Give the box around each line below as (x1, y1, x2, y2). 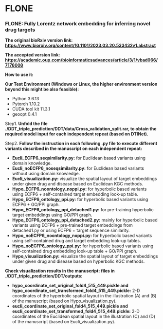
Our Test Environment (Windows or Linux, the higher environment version (5, 81, 158, 87)
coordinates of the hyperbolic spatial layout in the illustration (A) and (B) (12, 293, 157, 299)
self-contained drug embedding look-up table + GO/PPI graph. (12, 248, 138, 254)
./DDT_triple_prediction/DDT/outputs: (5, 273, 83, 279)
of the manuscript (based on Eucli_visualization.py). (12, 319, 116, 325)
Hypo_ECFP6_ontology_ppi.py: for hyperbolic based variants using (12, 197, 148, 202)
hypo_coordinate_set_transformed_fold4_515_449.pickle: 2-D (12, 288, 140, 293)
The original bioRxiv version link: (5, 37, 73, 43)
